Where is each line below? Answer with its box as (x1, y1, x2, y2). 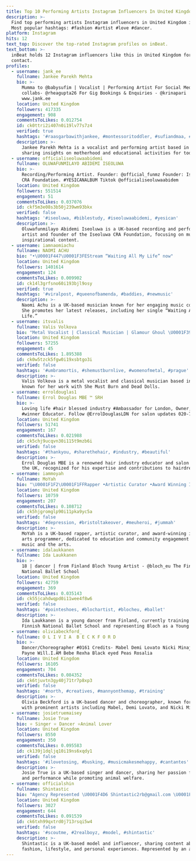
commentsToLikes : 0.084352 (16, 672, 82, 678)
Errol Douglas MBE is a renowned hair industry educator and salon (21, 460, 190, 466)
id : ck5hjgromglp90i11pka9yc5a (16, 509, 93, 515)
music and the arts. (21, 542, 72, 547)
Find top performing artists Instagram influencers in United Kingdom (11, 19, 187, 25)
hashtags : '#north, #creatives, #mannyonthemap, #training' (16, 688, 166, 694)
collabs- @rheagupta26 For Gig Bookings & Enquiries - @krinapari (21, 90, 187, 96)
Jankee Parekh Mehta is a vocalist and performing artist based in (21, 144, 190, 150)
